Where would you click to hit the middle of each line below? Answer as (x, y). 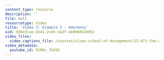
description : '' (21, 14)
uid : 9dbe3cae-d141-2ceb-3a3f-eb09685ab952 (50, 32)
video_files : (18, 37)
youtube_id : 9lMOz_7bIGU (35, 50)
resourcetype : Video (26, 23)
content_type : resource (29, 9)
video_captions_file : (31, 41)
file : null (16, 18)
